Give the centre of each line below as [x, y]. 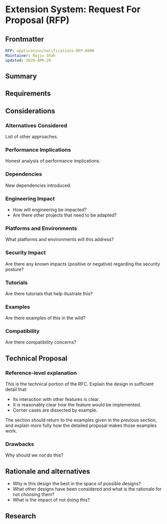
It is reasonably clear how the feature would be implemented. [77, 405]
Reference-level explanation [41, 373]
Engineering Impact [30, 199]
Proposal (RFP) [37, 20]
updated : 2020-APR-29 [28, 60]
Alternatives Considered [36, 125]
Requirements [28, 94]
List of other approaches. [32, 137]
